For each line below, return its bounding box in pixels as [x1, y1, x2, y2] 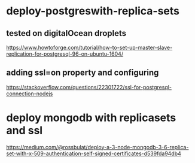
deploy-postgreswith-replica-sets [6, 4, 179, 18]
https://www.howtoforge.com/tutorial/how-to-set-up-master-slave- [6, 44, 173, 51]
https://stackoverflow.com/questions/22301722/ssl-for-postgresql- [6, 83, 172, 90]
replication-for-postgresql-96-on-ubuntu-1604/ [6, 50, 124, 58]
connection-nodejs [6, 90, 53, 97]
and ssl [6, 124, 43, 137]
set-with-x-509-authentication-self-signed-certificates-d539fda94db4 [6, 150, 181, 157]
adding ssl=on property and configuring [6, 68, 159, 78]
